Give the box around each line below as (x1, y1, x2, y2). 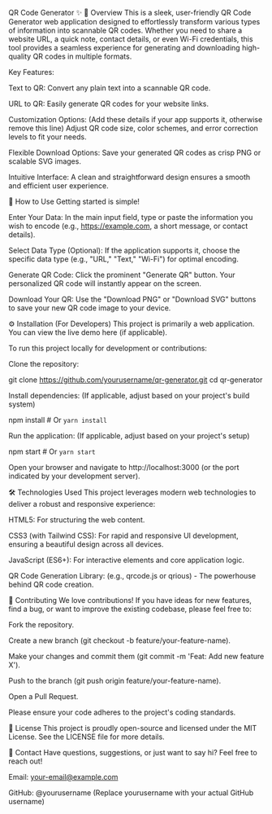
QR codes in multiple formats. (32, 51, 132, 61)
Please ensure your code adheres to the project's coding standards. (8, 707, 236, 717)
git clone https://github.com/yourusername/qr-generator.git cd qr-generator (8, 375, 263, 385)
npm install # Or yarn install (8, 416, 107, 425)
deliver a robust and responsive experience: (8, 499, 156, 508)
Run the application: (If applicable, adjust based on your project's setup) (8, 431, 250, 440)
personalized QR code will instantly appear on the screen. (8, 279, 201, 288)
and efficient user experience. (8, 181, 110, 191)
